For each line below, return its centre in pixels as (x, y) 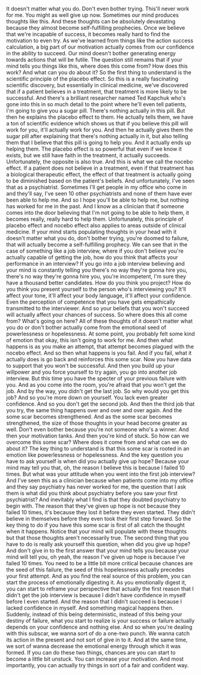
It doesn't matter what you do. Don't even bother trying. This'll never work (98, 9)
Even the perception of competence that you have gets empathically (91, 302)
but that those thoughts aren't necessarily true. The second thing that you (97, 538)
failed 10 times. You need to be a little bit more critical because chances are (100, 563)
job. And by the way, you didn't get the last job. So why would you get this (98, 391)
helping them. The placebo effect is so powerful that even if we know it (94, 149)
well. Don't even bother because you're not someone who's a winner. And (97, 429)
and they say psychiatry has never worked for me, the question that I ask (96, 487)
